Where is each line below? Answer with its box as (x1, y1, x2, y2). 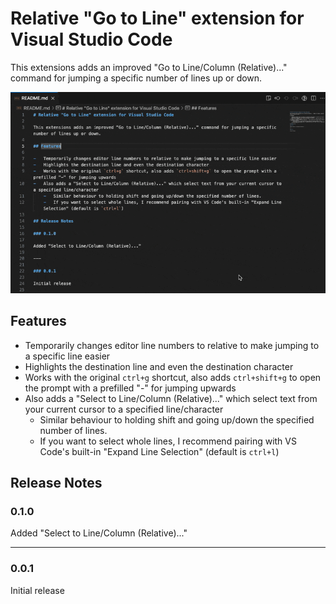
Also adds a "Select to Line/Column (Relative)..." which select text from (24, 392, 318, 404)
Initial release (10, 584, 65, 596)
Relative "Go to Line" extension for (10, 7, 305, 30)
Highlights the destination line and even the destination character (24, 360, 294, 372)
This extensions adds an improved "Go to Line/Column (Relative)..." (10, 61, 288, 73)
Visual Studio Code (10, 28, 173, 51)
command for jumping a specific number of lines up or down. (10, 72, 263, 84)
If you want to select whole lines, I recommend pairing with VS (39, 435, 297, 447)
